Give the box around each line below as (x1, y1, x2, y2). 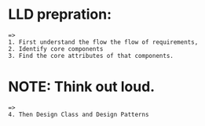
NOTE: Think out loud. (8, 78, 156, 95)
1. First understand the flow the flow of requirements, (8, 38, 199, 46)
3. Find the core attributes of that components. (8, 52, 174, 59)
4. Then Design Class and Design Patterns (8, 110, 149, 118)
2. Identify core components (8, 45, 104, 52)
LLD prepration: (8, 5, 112, 23)
